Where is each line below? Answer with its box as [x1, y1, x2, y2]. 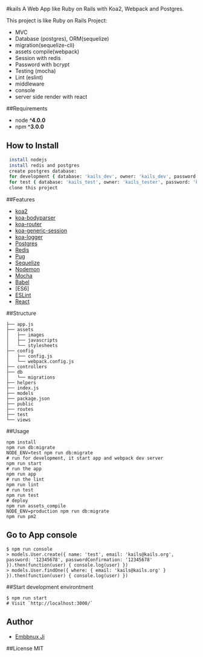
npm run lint [6, 482, 39, 488]
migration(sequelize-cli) [14, 42, 75, 49]
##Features [6, 196, 35, 203]
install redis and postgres [8, 162, 80, 169]
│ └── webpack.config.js [6, 359, 74, 365]
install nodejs [8, 157, 47, 163]
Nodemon [14, 266, 40, 273]
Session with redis [14, 55, 61, 61]
